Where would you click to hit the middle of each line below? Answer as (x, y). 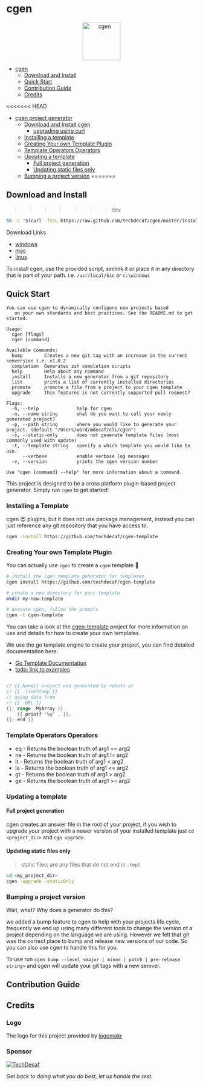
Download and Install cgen (57, 124)
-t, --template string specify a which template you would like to (101, 446)
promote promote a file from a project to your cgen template (97, 388)
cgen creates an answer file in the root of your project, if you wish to (92, 824)
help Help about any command (58, 371)
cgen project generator (44, 118)
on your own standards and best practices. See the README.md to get (104, 313)
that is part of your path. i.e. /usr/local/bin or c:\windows (78, 275)
